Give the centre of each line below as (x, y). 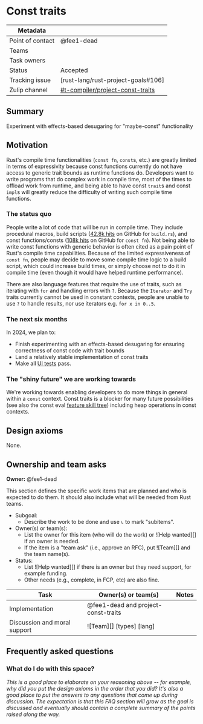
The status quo (29, 214)
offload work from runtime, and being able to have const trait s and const (98, 186)
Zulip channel (29, 90)
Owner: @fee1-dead (32, 479)
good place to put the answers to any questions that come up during (92, 695)
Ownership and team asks (56, 464)
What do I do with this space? (50, 669)
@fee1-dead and (112, 605)
